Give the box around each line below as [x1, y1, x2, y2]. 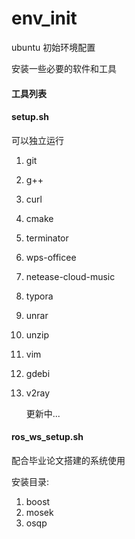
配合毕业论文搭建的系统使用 [11, 454, 126, 466]
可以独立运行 [11, 134, 64, 146]
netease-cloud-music [25, 270, 116, 282]
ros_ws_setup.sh [11, 431, 84, 443]
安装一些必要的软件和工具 [11, 62, 117, 74]
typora [25, 290, 54, 302]
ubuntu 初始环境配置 [11, 41, 96, 53]
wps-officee [25, 251, 77, 263]
